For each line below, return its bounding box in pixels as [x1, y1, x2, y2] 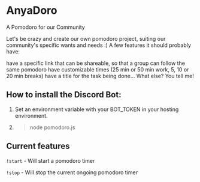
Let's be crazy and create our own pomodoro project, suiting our [6, 35, 166, 42]
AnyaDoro [6, 4, 57, 17]
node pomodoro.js [29, 124, 75, 131]
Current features [6, 141, 70, 151]
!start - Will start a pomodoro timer [6, 157, 95, 164]
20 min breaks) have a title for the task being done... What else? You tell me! [6, 72, 195, 79]
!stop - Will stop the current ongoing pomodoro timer [6, 169, 138, 176]
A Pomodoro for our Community [6, 23, 85, 31]
